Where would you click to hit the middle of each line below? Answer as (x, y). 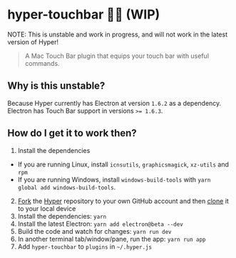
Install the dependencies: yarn (62, 216)
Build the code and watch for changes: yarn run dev (94, 231)
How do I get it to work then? (72, 133)
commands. (42, 63)
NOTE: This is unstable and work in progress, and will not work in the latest (118, 34)
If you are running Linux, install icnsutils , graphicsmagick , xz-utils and (123, 164)
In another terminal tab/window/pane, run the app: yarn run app (112, 239)
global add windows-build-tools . (67, 187)
